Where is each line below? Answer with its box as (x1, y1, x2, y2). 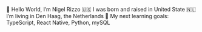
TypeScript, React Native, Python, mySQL (6, 19, 110, 26)
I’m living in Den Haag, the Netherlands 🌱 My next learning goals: (6, 13, 169, 19)
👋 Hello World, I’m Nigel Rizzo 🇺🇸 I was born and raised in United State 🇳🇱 (6, 6, 196, 13)
